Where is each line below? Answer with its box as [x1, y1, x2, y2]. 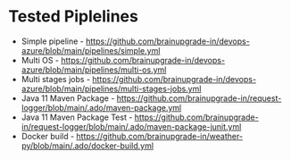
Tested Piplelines [8, 6, 139, 27]
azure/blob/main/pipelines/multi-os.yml [21, 64, 167, 75]
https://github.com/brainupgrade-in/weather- [76, 131, 243, 141]
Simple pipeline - [21, 36, 84, 46]
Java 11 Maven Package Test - [21, 112, 133, 122]
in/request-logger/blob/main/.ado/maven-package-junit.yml [21, 121, 242, 131]
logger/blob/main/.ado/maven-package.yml [21, 102, 182, 113]
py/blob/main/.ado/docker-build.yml [21, 140, 154, 151]
